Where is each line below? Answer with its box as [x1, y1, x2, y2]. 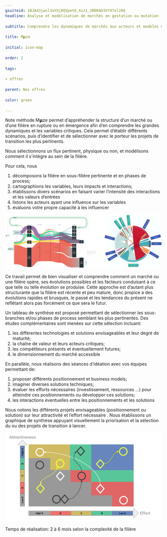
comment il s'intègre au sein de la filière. [5, 153, 88, 159]
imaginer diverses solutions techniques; [12, 381, 94, 387]
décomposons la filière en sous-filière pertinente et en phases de [12, 173, 147, 179]
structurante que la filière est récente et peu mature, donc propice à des [5, 289, 153, 295]
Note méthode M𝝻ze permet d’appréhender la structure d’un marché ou [5, 117, 153, 123]
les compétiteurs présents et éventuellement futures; [12, 346, 121, 352]
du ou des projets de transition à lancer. [5, 423, 86, 429]
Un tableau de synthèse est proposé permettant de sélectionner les [5, 310, 144, 316]
